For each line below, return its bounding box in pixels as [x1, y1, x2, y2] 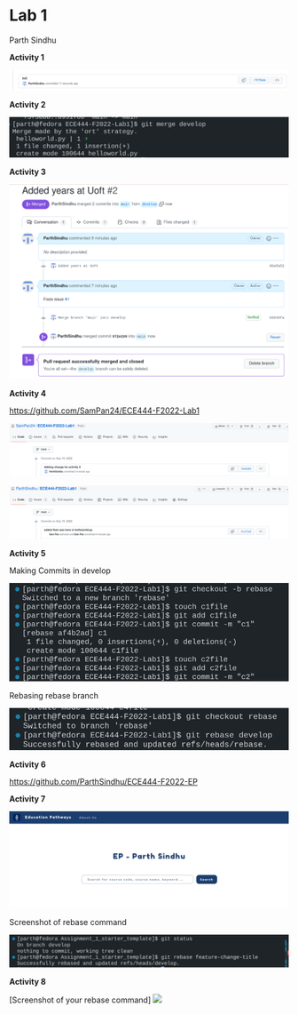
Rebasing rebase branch [9, 690, 99, 700]
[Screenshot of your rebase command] [9, 994, 152, 1005]
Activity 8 [9, 977, 46, 986]
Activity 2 [9, 99, 46, 109]
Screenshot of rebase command [9, 917, 127, 928]
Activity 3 [9, 166, 46, 178]
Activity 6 [9, 759, 46, 770]
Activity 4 [9, 388, 47, 399]
